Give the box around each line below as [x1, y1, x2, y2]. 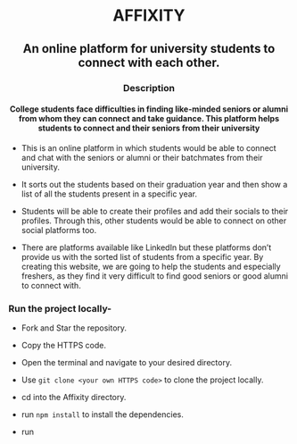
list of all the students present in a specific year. [21, 188, 198, 199]
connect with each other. [78, 54, 220, 70]
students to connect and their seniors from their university [37, 122, 260, 134]
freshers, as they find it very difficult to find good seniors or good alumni [21, 270, 289, 281]
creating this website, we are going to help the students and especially [21, 261, 282, 272]
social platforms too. [21, 224, 97, 235]
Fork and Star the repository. [21, 323, 127, 333]
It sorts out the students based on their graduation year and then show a [21, 179, 288, 189]
